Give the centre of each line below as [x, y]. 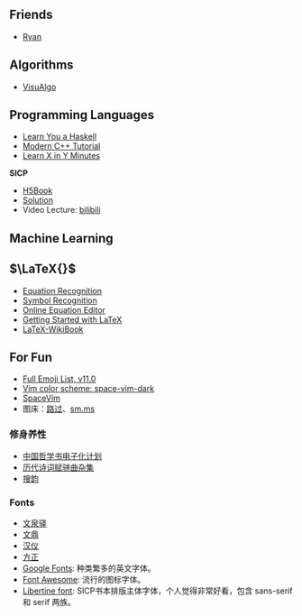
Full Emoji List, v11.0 [59, 379]
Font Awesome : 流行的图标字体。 [84, 580]
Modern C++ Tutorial [61, 146]
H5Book [37, 191]
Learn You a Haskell [59, 137]
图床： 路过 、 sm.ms [59, 409]
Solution [38, 200]
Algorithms [41, 65]
